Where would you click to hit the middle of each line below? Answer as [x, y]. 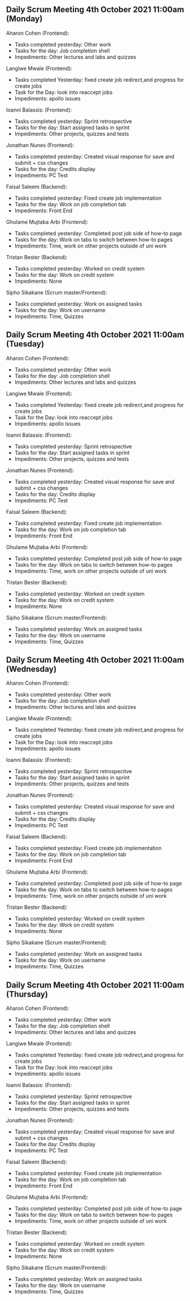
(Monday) [24, 19]
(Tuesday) [25, 344]
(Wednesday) [31, 669]
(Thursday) [27, 994]
